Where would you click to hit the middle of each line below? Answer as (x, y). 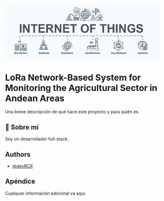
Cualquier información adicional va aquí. (46, 193)
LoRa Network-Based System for (73, 78)
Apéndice (20, 182)
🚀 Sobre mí (22, 127)
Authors (18, 154)
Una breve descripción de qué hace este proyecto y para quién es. (72, 112)
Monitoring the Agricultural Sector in (81, 88)
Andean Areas (35, 98)
